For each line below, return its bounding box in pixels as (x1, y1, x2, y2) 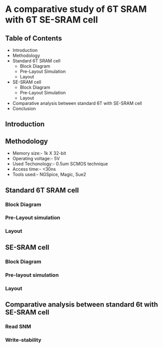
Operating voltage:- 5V (12, 156, 60, 162)
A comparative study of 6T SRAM (5, 3, 147, 15)
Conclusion (12, 106, 36, 111)
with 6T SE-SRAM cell (5, 14, 98, 25)
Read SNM (5, 323, 31, 330)
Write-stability (5, 336, 41, 343)
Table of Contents (5, 34, 62, 42)
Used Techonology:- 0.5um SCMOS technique (12, 161, 108, 167)
